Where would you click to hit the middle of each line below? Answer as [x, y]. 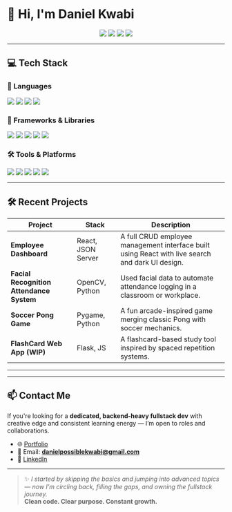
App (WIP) [28, 352]
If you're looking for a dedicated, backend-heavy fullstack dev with [105, 416]
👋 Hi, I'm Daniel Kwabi [71, 14]
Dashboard [29, 254]
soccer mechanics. [151, 328]
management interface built [165, 245]
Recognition [31, 283]
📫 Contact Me [39, 396]
